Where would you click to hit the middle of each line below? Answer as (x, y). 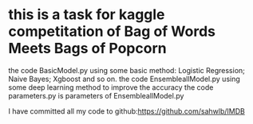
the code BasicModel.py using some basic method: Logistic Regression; (127, 70)
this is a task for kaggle (87, 15)
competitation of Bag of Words (112, 31)
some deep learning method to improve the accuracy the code (111, 87)
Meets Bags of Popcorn (87, 48)
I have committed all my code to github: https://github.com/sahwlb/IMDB (126, 111)
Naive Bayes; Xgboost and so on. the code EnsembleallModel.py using (125, 79)
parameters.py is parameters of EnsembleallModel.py (96, 95)
